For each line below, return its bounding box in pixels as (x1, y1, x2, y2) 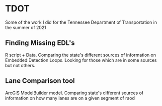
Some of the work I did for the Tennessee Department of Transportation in (5, 19, 158, 25)
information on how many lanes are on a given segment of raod (5, 95, 135, 101)
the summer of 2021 (5, 24, 46, 30)
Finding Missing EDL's (5, 39, 75, 47)
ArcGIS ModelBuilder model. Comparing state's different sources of (5, 90, 144, 96)
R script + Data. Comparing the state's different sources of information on (5, 52, 157, 58)
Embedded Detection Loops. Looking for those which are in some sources (5, 57, 157, 63)
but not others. (5, 62, 36, 68)
